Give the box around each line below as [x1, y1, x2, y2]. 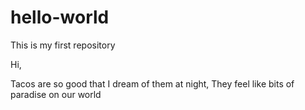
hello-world [10, 6, 110, 29]
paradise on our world [10, 88, 102, 100]
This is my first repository [10, 39, 116, 51]
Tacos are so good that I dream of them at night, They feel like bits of [10, 77, 295, 90]
